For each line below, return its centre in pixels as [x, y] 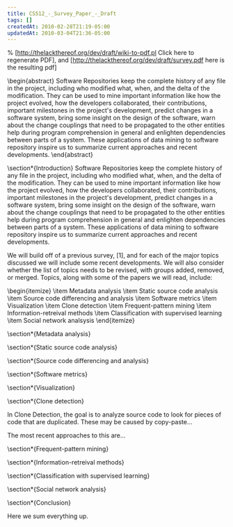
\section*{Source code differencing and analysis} [78, 361]
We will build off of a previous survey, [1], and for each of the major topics [113, 256]
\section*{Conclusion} [39, 503]
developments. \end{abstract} [50, 155]
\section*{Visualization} [41, 388]
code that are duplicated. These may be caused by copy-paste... [100, 422]
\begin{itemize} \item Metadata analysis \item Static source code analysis [113, 291]
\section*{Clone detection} [46, 401]
